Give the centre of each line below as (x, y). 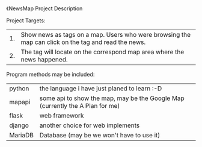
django (19, 125)
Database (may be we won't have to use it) (100, 135)
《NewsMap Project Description (44, 8)
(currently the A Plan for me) (80, 106)
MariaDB (22, 135)
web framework (62, 115)
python (19, 88)
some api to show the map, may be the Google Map (112, 98)
